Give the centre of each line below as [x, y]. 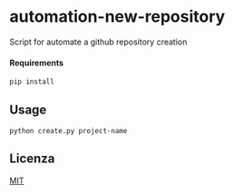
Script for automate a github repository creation [98, 42]
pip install [32, 82]
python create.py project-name [68, 131]
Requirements [37, 63]
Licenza [32, 159]
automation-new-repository [117, 17]
